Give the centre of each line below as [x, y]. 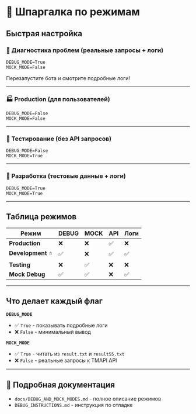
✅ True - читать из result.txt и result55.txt [69, 354]
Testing [20, 264]
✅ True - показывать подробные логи [61, 325]
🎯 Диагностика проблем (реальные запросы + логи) [85, 50]
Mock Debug [27, 274]
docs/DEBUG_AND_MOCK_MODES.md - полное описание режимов [88, 399]
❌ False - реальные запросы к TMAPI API [66, 360]
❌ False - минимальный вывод [53, 332]
